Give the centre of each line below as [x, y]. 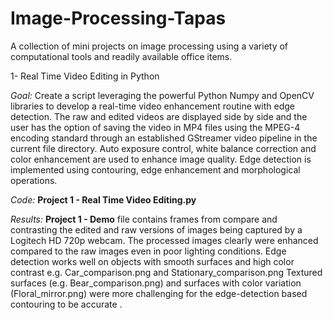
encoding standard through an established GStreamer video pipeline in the [164, 138]
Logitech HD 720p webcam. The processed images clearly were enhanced [164, 240]
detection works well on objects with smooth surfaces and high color [152, 261]
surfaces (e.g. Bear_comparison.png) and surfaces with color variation [156, 283]
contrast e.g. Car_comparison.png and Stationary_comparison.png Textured [166, 272]
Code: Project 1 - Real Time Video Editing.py [103, 199]
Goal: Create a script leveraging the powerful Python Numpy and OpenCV [162, 95]
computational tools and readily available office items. [121, 56]
